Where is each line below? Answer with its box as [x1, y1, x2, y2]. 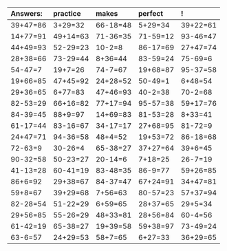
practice [53, 9, 81, 18]
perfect [138, 9, 164, 18]
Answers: [10, 9, 43, 18]
